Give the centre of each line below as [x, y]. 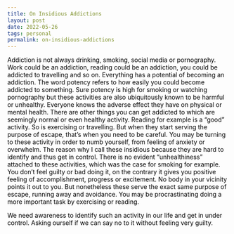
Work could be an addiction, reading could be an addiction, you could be [112, 67]
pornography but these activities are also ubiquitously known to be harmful [116, 97]
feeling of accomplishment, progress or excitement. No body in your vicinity [117, 179]
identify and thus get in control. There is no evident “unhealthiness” [105, 157]
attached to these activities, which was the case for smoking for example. [114, 164]
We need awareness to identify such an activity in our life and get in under [115, 216]
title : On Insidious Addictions [54, 14]
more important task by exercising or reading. [73, 202]
